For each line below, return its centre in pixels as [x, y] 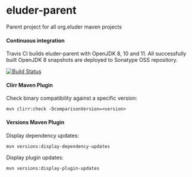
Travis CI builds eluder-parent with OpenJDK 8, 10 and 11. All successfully [96, 53]
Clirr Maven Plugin [30, 85]
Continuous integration [36, 40]
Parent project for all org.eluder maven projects [64, 27]
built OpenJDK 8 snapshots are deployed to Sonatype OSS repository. [92, 60]
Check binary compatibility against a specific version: [72, 98]
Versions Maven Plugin [35, 122]
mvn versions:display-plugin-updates [53, 168]
